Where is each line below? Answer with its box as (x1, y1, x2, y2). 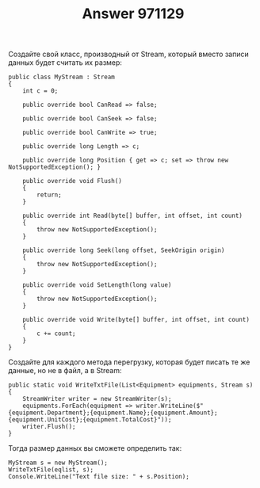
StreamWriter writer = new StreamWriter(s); (22, 395, 172, 403)
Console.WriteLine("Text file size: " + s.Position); (8, 473, 190, 481)
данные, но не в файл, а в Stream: (8, 366, 122, 376)
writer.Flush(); (22, 423, 77, 431)
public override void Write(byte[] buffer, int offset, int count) (22, 316, 250, 324)
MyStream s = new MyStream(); (8, 459, 109, 467)
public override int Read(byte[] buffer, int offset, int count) (22, 212, 243, 220)
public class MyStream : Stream (8, 73, 115, 82)
